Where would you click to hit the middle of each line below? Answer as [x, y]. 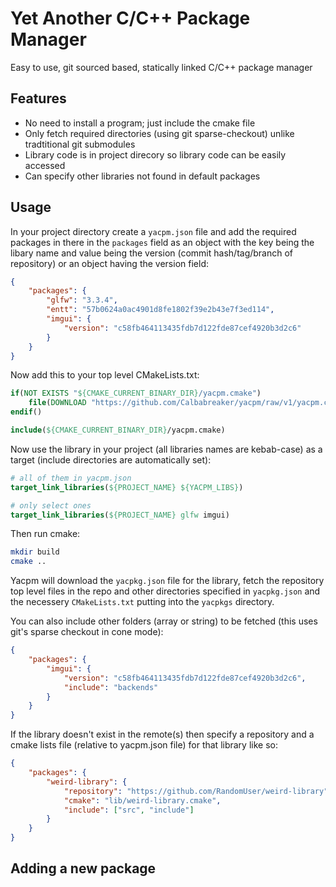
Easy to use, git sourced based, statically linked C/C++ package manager [161, 67]
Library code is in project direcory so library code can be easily [155, 154]
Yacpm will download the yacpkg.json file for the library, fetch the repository [167, 581]
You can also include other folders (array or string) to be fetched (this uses [164, 621]
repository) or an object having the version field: [109, 263]
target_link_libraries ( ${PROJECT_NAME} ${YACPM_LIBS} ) [127, 487]
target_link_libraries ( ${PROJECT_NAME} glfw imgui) [120, 515]
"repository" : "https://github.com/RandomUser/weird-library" [196, 791]
